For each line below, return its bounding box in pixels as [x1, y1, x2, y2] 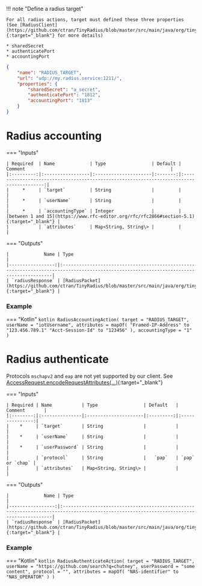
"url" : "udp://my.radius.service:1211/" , [17, 75, 122, 81]
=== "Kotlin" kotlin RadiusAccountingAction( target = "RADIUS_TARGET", [6, 316, 189, 323]
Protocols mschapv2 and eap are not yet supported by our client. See [6, 372, 173, 380]
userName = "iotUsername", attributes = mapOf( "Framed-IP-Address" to [6, 322, 189, 328]
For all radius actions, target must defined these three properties [6, 17, 185, 23]
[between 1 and [6, 213, 44, 219]
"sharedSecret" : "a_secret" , [28, 87, 101, 93]
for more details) [57, 32, 103, 39]
